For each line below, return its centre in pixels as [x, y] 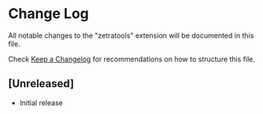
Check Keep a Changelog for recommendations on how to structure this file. [132, 59]
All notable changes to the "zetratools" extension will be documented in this [131, 35]
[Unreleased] [41, 84]
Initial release [41, 102]
